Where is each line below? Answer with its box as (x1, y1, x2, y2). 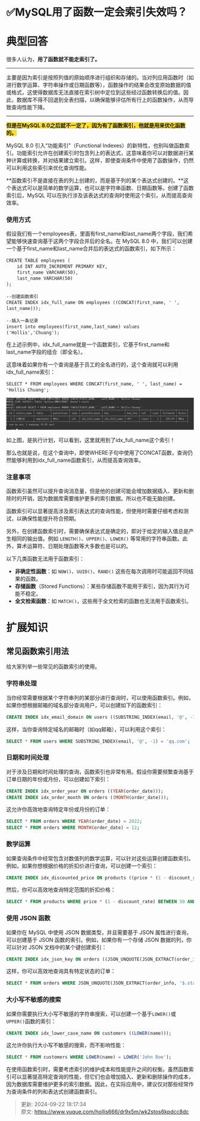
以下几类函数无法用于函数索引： (6, 555, 85, 562)
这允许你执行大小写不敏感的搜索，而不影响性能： (6, 1042, 126, 1049)
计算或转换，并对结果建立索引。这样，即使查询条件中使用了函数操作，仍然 (11, 157, 194, 164)
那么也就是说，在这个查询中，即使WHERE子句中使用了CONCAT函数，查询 (6, 449, 187, 456)
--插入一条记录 (6, 318, 39, 324)
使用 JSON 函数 (6, 914, 51, 922)
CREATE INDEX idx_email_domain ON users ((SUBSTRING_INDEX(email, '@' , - (6, 714, 193, 720)
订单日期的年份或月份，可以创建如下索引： (6, 775, 111, 782)
